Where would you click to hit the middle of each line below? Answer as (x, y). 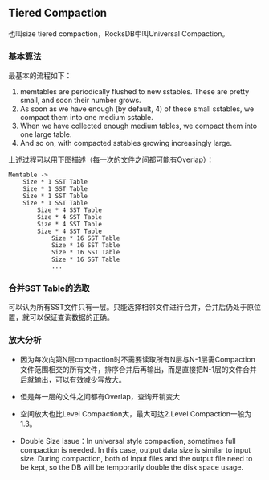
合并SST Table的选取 (49, 288)
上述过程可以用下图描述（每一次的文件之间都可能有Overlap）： (111, 159)
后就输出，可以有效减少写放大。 (73, 379)
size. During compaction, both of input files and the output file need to (136, 458)
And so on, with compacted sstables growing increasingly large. (126, 143)
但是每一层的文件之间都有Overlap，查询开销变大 (100, 396)
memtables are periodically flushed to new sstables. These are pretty (134, 92)
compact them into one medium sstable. (87, 118)
